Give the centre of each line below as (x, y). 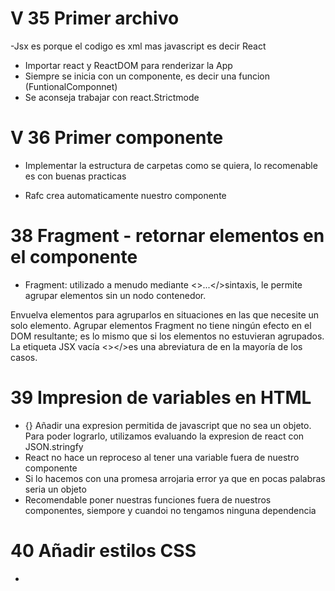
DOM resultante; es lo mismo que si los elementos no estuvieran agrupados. (167, 336)
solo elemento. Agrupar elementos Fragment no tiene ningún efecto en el (161, 325)
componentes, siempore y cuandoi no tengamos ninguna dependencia (170, 510)
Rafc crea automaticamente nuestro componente (125, 195)
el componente (74, 257)
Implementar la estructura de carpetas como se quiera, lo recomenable (171, 165)
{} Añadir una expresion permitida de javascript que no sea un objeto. (168, 425)
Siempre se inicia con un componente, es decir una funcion (147, 76)
